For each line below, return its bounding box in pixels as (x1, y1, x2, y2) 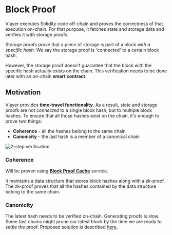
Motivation (5, 88, 41, 97)
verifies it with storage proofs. (5, 31, 69, 37)
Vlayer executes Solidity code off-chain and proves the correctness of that (5, 21, 163, 27)
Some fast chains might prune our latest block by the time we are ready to (5, 219, 162, 225)
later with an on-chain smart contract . (5, 73, 87, 79)
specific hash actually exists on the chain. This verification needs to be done (5, 68, 167, 74)
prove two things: (5, 118, 43, 124)
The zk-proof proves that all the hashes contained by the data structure (5, 183, 157, 189)
